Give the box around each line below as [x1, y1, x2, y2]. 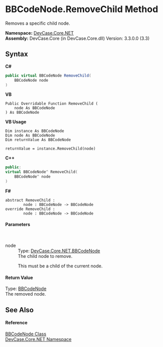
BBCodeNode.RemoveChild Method [5, 4, 158, 15]
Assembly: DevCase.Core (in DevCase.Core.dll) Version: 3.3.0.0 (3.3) [5, 35, 150, 41]
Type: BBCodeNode [5, 286, 47, 292]
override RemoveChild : [5, 206, 56, 212]
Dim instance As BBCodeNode [5, 128, 65, 134]
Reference [5, 320, 28, 326]
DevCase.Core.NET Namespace [5, 336, 72, 342]
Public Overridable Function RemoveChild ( [5, 101, 98, 106]
